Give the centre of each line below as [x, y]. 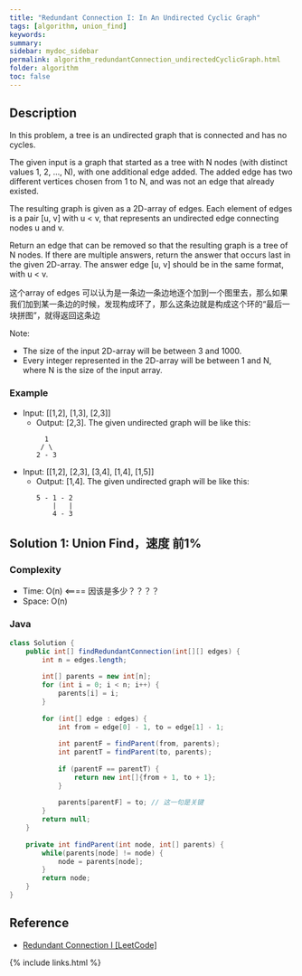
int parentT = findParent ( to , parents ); [135, 752]
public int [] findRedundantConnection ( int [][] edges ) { [133, 652]
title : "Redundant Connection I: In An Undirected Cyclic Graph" [135, 18]
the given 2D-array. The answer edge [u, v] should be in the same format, [147, 264]
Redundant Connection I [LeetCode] [90, 944]
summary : [26, 43]
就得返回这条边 [73, 315]
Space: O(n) [45, 601]
